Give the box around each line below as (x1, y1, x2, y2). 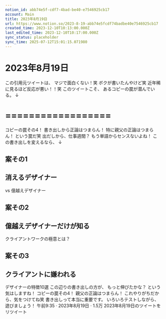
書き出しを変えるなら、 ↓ (9, 139, 62, 145)
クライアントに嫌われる (5, 270, 77, 278)
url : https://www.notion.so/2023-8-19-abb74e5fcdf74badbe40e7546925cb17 (5, 21, 159, 26)
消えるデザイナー (5, 173, 57, 182)
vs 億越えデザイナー (5, 187, 46, 193)
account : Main (5, 12, 35, 17)
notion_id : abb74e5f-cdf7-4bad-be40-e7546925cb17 (5, 7, 110, 12)
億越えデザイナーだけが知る (5, 221, 90, 230)
